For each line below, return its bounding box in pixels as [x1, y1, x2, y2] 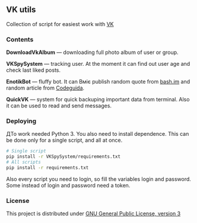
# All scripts [6, 160, 42, 165]
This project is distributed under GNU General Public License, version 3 [6, 210, 181, 217]
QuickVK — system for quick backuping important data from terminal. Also [6, 96, 190, 103]
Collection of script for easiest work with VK [6, 20, 114, 27]
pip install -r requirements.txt [6, 165, 89, 171]
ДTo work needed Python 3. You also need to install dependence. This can [6, 130, 189, 138]
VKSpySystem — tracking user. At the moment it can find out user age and [6, 60, 190, 68]
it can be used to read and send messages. [6, 102, 112, 109]
